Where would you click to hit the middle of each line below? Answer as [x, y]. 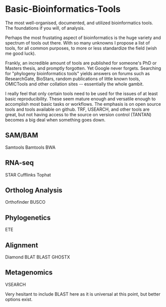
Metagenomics [29, 273]
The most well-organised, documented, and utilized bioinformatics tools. [79, 23]
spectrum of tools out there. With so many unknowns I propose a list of [78, 43]
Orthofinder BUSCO [25, 202]
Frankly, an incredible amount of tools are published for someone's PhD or [81, 63]
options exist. [19, 299]
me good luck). [21, 53]
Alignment [22, 245]
